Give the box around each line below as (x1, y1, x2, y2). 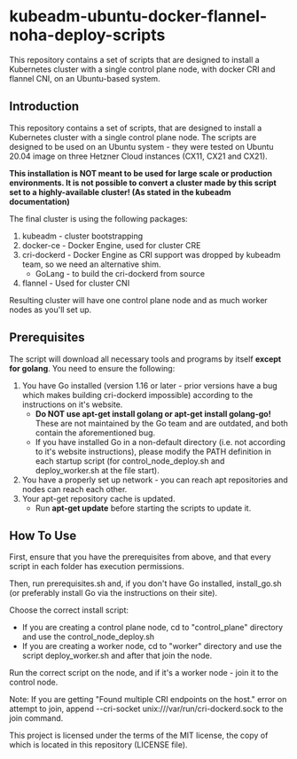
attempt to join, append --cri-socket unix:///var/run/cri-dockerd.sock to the (9, 703, 284, 715)
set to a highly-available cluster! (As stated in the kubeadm (9, 186, 231, 197)
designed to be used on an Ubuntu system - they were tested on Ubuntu (9, 141, 274, 152)
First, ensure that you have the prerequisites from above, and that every (9, 552, 272, 562)
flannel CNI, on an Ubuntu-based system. (9, 73, 161, 83)
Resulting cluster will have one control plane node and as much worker (9, 294, 268, 305)
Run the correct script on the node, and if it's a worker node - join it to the (9, 668, 279, 678)
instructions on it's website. (21, 399, 123, 410)
